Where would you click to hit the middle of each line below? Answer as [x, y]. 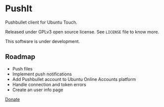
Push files [23, 69]
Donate [13, 99]
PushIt [19, 9]
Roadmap [20, 57]
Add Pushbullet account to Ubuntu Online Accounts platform [74, 79]
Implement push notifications [42, 74]
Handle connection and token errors [49, 84]
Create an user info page [38, 90]
